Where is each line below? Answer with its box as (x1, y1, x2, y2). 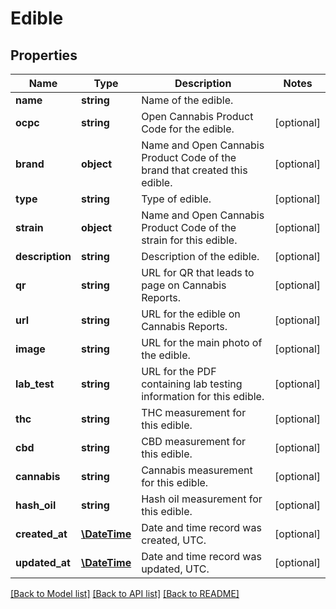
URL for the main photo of (141, 336, 263, 349)
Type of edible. (141, 192, 212, 206)
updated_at (15, 556, 71, 569)
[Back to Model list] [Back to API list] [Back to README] (10, 588, 240, 599)
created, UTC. (141, 533, 207, 547)
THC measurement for (141, 406, 247, 419)
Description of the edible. (141, 250, 260, 263)
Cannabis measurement (141, 463, 253, 477)
